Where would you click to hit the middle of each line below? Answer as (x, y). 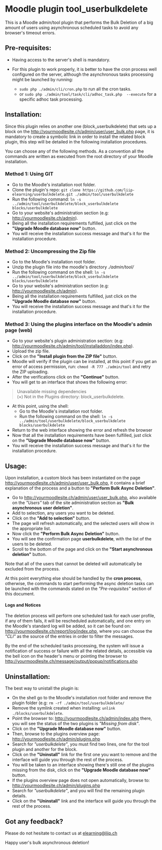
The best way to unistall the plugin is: (42, 688)
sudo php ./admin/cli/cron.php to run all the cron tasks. (75, 89)
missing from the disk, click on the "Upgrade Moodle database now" (81, 770)
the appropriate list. (31, 529)
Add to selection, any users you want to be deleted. (63, 513)
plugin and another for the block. (45, 749)
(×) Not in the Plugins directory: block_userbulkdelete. (71, 397)
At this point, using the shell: (40, 406)
